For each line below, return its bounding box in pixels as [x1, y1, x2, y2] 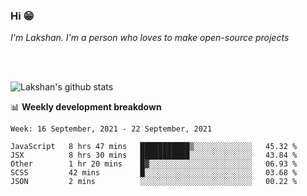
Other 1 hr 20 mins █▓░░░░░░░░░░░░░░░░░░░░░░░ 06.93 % [10, 159, 298, 169]
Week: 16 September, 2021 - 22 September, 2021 [10, 124, 213, 134]
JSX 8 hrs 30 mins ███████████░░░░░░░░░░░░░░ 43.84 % [10, 150, 298, 161]
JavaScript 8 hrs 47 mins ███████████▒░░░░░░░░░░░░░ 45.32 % [10, 142, 298, 152]
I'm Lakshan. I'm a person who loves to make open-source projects [10, 32, 290, 44]
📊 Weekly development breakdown [10, 101, 162, 113]
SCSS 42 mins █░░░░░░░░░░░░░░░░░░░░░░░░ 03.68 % [10, 168, 298, 178]
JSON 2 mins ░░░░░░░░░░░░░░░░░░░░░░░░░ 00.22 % [10, 177, 298, 187]
